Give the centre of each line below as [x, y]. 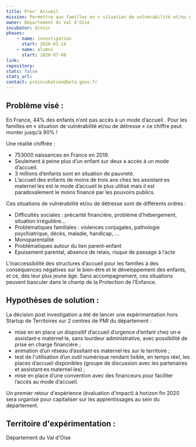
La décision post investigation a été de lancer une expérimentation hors [92, 314]
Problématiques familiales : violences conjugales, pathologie [87, 227]
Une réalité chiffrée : [31, 143]
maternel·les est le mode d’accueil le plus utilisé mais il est [85, 186]
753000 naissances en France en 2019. [62, 155]
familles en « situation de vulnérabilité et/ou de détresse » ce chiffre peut [94, 126]
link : [13, 60]
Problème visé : [35, 106]
